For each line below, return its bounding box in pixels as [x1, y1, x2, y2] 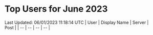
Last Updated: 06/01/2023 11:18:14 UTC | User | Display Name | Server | [4, 19, 149, 25]
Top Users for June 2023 [4, 3, 108, 15]
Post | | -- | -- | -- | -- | [4, 24, 50, 30]
